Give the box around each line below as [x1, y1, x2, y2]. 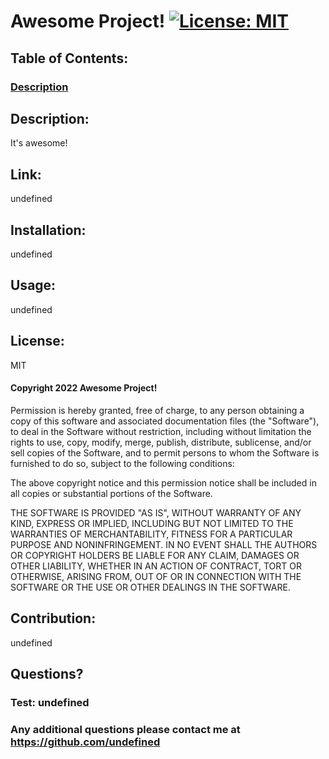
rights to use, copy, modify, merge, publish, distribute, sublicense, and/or [10, 436, 312, 448]
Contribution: [10, 610, 97, 627]
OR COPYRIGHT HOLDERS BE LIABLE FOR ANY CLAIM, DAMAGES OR [10, 549, 300, 561]
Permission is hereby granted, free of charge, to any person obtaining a [10, 404, 305, 416]
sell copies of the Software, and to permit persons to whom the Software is [10, 446, 320, 459]
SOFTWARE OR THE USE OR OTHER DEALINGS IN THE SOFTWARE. [10, 581, 291, 593]
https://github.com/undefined [10, 735, 161, 749]
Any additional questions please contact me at [10, 722, 241, 736]
